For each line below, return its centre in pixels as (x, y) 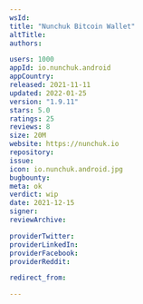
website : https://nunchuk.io (64, 144)
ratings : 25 (32, 119)
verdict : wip (34, 195)
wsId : (19, 18)
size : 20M (28, 136)
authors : (26, 43)
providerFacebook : (44, 253)
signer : (24, 211)
